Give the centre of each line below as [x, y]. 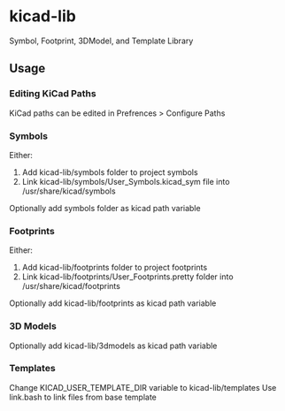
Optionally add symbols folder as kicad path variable [105, 208]
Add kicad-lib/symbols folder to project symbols [110, 172]
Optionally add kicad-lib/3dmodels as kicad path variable [113, 346]
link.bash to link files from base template [83, 397]
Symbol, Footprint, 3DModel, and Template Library [101, 41]
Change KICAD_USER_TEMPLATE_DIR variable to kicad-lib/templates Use [143, 387]
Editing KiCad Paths [53, 94]
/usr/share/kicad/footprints [71, 286]
